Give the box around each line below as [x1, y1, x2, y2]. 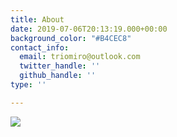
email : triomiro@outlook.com [19, 52, 141, 62]
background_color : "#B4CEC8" [10, 33, 132, 43]
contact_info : [10, 42, 70, 53]
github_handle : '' [19, 71, 97, 81]
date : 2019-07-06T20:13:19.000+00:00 [10, 24, 168, 34]
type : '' [10, 80, 47, 90]
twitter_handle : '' [19, 61, 101, 71]
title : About [10, 14, 65, 25]
